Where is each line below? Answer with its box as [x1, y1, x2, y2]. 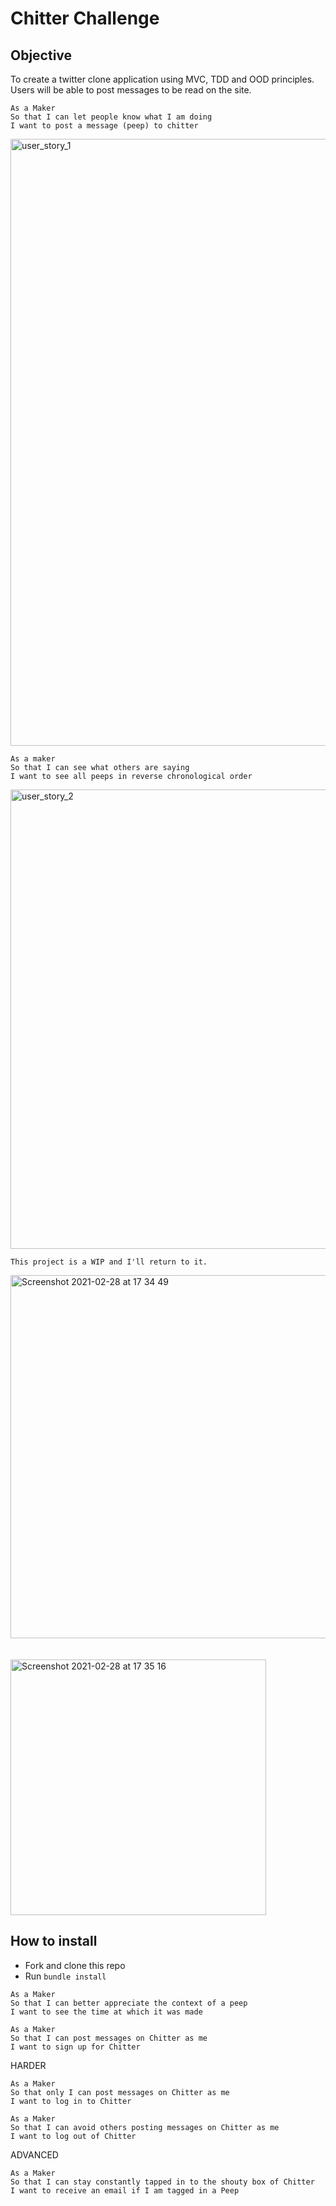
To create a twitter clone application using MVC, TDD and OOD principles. [10, 73, 315, 85]
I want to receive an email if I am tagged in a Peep [10, 2185, 240, 2196]
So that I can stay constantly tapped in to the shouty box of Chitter [10, 2177, 315, 2187]
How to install [10, 1933, 98, 1950]
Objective [10, 47, 73, 64]
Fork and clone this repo [24, 1959, 126, 1971]
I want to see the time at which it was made [10, 2007, 203, 2017]
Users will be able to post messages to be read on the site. [10, 84, 252, 96]
